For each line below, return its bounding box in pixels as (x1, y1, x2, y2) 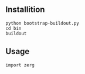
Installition (5, 5, 45, 15)
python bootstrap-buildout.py (5, 20, 80, 26)
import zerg (5, 62, 35, 68)
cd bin (5, 25, 22, 31)
